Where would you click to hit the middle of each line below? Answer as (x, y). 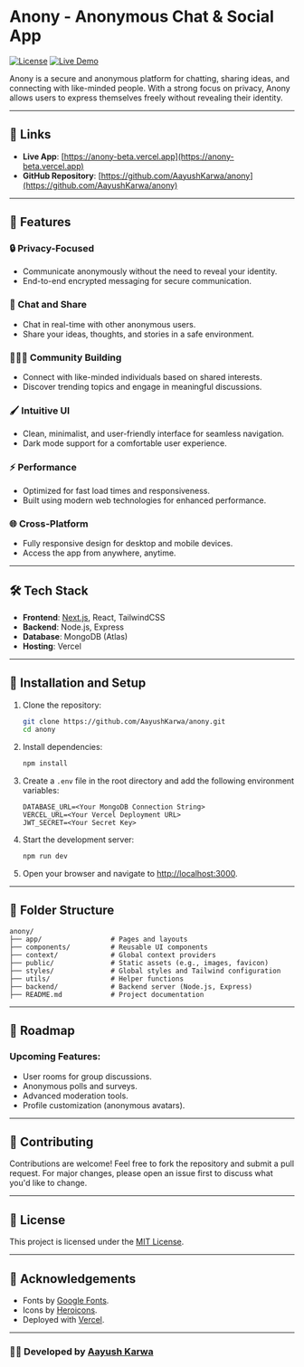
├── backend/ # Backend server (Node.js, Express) (131, 987)
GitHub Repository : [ (62, 176)
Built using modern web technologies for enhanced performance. (144, 500)
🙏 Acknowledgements (73, 1279)
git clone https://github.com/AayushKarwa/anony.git (124, 721)
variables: (41, 791)
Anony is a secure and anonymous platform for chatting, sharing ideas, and (150, 78)
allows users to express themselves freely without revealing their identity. (146, 98)
